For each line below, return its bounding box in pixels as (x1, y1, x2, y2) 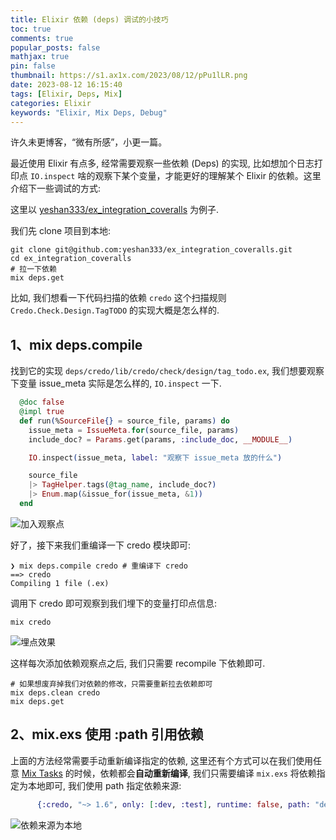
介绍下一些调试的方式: (10, 182, 102, 195)
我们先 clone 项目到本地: (10, 225, 112, 237)
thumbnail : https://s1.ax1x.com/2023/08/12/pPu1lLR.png (10, 71, 248, 81)
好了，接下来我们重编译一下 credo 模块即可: (10, 539, 192, 551)
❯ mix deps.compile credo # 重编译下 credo (10, 561, 188, 571)
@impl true (19, 407, 65, 417)
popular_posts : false (10, 42, 101, 53)
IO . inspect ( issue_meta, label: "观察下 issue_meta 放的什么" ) (28, 452, 283, 463)
